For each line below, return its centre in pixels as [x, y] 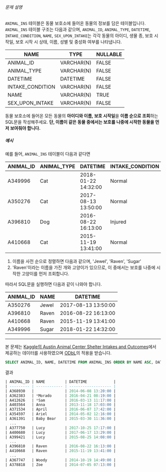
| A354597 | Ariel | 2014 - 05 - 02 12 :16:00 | [61, 414]
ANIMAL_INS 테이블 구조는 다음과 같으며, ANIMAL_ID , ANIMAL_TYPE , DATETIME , [78, 30]
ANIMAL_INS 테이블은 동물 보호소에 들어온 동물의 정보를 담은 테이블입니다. [75, 23]
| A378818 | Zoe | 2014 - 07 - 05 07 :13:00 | [61, 465]
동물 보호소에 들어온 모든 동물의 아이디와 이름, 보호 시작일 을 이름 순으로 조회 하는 [82, 116]
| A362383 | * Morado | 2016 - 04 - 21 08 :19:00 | [61, 396]
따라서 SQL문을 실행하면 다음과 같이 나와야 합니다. [54, 284]
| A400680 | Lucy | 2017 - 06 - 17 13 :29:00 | [61, 432]
